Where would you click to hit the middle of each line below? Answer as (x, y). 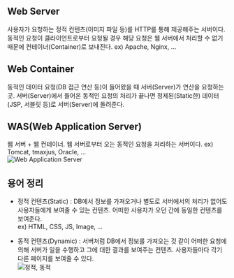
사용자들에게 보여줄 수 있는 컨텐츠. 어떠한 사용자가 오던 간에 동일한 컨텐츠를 (120, 210)
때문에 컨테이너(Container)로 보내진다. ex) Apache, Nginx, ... (92, 46)
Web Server (34, 12)
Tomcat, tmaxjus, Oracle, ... (46, 152)
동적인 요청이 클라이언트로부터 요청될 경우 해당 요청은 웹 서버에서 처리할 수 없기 (115, 38)
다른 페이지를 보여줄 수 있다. (56, 258)
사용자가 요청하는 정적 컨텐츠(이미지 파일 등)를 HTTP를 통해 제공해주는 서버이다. (116, 29)
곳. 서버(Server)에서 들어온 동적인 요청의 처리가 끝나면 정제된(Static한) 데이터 (113, 95)
